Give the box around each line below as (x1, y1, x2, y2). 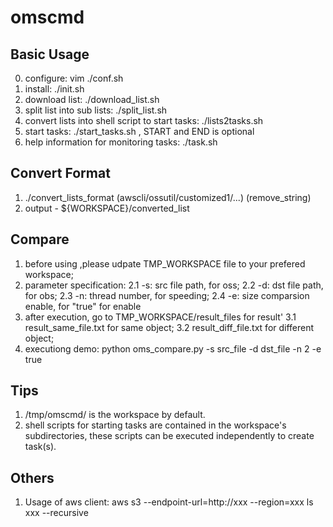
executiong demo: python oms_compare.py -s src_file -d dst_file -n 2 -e (24, 342, 322, 355)
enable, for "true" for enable (24, 300, 142, 312)
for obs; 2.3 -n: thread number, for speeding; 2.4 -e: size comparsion (24, 289, 310, 301)
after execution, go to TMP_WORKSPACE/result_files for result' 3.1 (24, 311, 297, 323)
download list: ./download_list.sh (24, 94, 160, 105)
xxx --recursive (24, 507, 89, 519)
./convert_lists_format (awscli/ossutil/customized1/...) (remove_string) (24, 191, 312, 203)
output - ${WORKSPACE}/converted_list (24, 202, 190, 214)
